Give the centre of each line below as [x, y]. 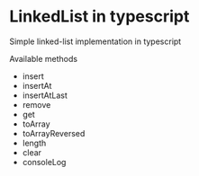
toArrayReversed [54, 133]
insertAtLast [45, 95]
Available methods [44, 58]
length [34, 143]
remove [36, 104]
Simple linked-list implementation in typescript [95, 41]
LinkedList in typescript [99, 17]
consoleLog [44, 162]
